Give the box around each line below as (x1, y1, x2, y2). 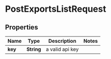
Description (48, 38, 77, 44)
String (26, 46, 41, 53)
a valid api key (46, 46, 79, 53)
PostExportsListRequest (5, 3, 107, 15)
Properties (5, 23, 38, 31)
